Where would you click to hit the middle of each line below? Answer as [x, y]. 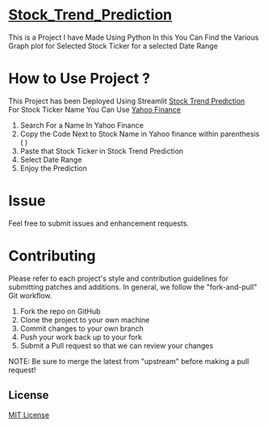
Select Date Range [51, 159]
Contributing [52, 256]
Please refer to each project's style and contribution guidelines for [118, 278]
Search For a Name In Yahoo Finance [82, 125]
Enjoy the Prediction [53, 168]
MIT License [29, 415]
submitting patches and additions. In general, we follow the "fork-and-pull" [133, 287]
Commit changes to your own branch [82, 328]
